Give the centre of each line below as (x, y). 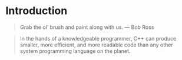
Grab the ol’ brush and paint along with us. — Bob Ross (87, 27)
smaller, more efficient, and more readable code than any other (96, 45)
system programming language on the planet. (75, 51)
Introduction (37, 11)
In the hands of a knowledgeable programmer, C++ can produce (98, 38)
